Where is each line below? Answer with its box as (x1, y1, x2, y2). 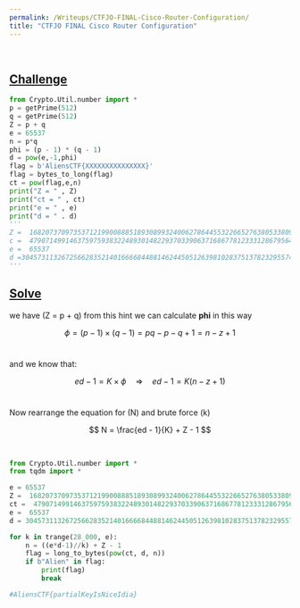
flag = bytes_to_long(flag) (9, 171, 114, 179)
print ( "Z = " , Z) (9, 187, 78, 196)
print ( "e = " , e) (9, 203, 78, 212)
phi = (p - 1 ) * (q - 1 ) (9, 145, 102, 154)
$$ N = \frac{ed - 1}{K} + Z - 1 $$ (88, 424, 212, 435)
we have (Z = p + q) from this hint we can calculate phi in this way (9, 310, 253, 321)
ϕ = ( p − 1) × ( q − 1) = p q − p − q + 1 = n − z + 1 (63, 327, 237, 337)
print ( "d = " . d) (9, 212, 78, 221)
